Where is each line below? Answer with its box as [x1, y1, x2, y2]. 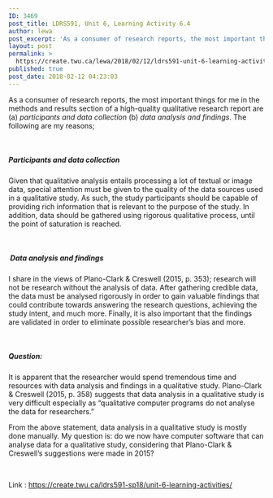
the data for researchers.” [8, 406, 95, 416]
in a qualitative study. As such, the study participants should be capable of [8, 193, 258, 203]
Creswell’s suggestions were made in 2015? [8, 448, 154, 458]
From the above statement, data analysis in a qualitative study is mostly [8, 422, 248, 432]
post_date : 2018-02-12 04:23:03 [8, 72, 118, 81]
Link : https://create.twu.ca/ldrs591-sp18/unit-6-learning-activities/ [8, 479, 233, 489]
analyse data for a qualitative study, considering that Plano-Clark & [8, 439, 232, 449]
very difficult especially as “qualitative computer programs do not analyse [8, 398, 255, 408]
